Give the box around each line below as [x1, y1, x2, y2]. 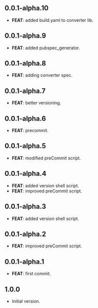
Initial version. [11, 298, 40, 304]
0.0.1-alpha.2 [4, 230, 46, 238]
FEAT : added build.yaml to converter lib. [11, 17, 94, 23]
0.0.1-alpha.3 [4, 202, 46, 211]
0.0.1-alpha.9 [4, 32, 46, 40]
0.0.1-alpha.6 [4, 114, 46, 123]
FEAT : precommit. [11, 128, 49, 134]
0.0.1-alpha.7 [4, 86, 46, 95]
